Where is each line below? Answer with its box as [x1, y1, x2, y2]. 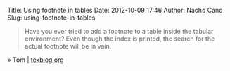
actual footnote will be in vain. [24, 42, 112, 50]
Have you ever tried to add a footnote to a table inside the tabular [24, 27, 214, 35]
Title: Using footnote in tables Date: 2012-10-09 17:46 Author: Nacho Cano [7, 6, 223, 14]
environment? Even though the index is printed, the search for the [24, 34, 215, 43]
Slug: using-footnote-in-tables [7, 13, 96, 22]
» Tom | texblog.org [7, 56, 65, 64]
